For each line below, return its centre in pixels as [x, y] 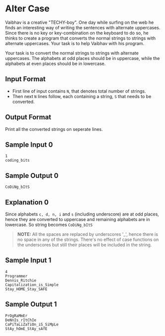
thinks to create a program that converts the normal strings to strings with [81, 38]
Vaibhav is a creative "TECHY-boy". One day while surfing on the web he [80, 22]
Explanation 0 [27, 202]
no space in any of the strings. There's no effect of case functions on [88, 239]
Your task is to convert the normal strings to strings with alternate [72, 53]
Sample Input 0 [29, 144]
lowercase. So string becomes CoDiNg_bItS [49, 224]
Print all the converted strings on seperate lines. [54, 129]
